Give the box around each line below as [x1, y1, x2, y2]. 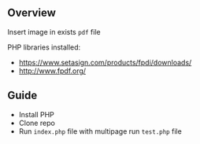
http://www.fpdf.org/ [18, 66, 87, 76]
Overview [7, 6, 57, 20]
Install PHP [18, 109, 54, 119]
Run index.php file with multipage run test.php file [18, 126, 182, 136]
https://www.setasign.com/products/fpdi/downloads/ [18, 57, 192, 67]
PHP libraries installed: [7, 42, 81, 52]
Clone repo [18, 118, 56, 127]
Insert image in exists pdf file [7, 27, 101, 36]
